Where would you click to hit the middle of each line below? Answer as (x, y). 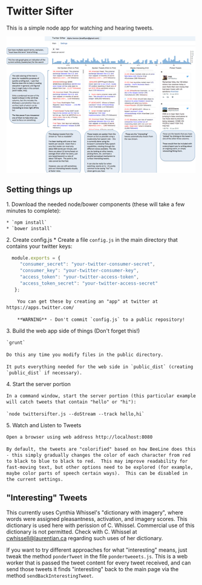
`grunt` (16, 343)
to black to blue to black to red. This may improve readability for (97, 461)
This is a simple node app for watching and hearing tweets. (80, 28)
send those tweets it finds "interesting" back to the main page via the (93, 569)
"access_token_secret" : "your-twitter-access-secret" (89, 283)
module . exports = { (36, 258)
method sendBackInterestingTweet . (50, 575)
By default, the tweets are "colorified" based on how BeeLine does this (101, 449)
